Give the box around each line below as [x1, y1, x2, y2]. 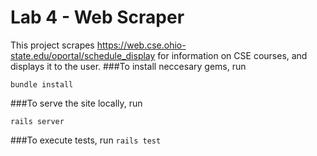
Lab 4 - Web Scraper [10, 6, 185, 29]
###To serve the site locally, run [10, 97, 143, 109]
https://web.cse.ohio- [96, 39, 187, 51]
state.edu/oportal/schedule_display [10, 49, 156, 61]
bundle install [10, 79, 74, 90]
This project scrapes [10, 39, 95, 51]
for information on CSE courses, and [157, 49, 308, 61]
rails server [10, 116, 65, 126]
